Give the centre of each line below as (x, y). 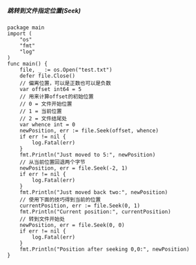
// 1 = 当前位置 (41, 111)
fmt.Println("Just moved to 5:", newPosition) (88, 155)
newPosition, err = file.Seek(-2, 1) (74, 168)
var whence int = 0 (48, 124)
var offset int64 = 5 (50, 89)
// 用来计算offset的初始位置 (57, 97)
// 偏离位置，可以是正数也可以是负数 (66, 83)
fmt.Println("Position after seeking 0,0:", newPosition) (105, 249)
